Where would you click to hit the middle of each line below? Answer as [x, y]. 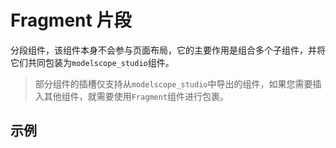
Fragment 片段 [71, 20]
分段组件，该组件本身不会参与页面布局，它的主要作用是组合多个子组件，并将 [168, 50]
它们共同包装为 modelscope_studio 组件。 [92, 62]
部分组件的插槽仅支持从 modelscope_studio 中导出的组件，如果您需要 [173, 83]
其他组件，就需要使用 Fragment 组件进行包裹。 [136, 96]
